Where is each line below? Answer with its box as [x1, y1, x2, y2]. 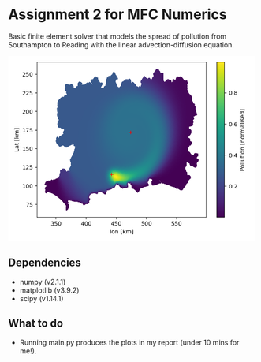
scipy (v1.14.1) [19, 293, 65, 303]
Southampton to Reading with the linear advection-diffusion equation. [8, 39, 235, 49]
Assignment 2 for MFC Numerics [8, 6, 227, 24]
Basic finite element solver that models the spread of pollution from [8, 32, 227, 41]
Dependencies [8, 256, 81, 270]
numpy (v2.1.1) [19, 277, 66, 286]
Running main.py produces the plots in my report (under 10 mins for [19, 338, 240, 347]
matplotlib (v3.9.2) [19, 285, 80, 295]
